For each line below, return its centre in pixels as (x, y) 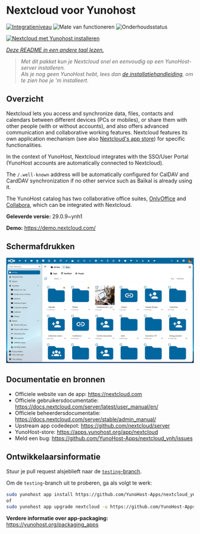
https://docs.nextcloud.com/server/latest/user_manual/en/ (87, 406)
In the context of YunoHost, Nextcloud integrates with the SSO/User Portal (97, 156)
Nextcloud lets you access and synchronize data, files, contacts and (90, 113)
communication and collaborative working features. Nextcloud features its (97, 132)
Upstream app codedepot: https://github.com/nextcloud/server (92, 425)
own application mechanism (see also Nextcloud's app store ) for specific (96, 139)
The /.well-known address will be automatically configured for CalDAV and (98, 174)
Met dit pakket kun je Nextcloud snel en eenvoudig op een (92, 61)
